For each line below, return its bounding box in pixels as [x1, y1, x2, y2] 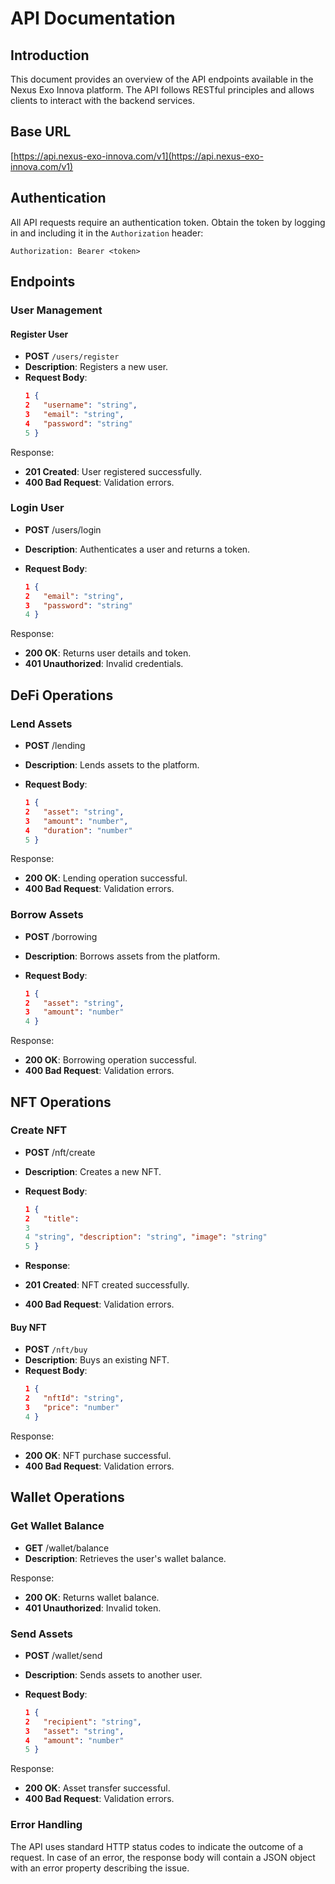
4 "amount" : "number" [24, 1735, 125, 1746]
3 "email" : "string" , [24, 409, 125, 419]
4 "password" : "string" [24, 418, 133, 429]
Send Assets [10, 1627, 73, 1641]
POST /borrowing [24, 930, 98, 942]
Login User [10, 501, 65, 515]
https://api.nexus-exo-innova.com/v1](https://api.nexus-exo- [13, 150, 264, 162]
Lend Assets [10, 717, 73, 731]
